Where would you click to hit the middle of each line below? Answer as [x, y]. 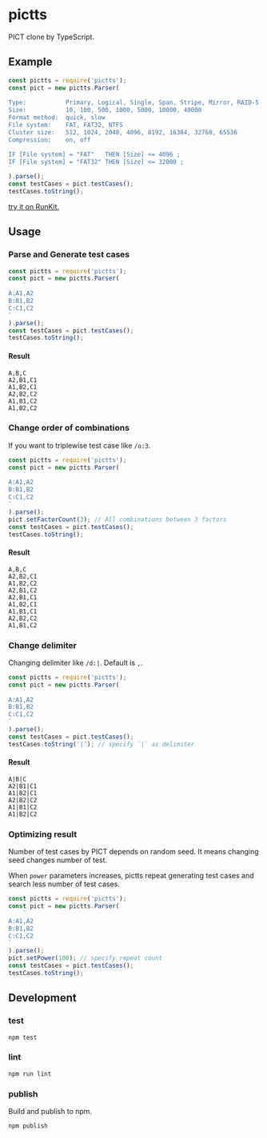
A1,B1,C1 [23, 611]
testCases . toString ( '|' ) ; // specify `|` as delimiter [102, 744]
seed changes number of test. [58, 860]
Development [43, 998]
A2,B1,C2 [23, 590]
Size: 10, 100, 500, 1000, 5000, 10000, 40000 [105, 110]
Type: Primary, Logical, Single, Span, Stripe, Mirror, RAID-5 [134, 103]
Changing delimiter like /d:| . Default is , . [76, 663]
